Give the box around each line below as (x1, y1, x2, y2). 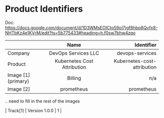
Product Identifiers (5, 3, 83, 15)
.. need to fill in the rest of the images (5, 98, 80, 104)
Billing (67, 75, 82, 81)
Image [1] (7, 72, 30, 79)
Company (7, 50, 30, 57)
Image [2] (7, 85, 30, 92)
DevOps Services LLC (49, 50, 99, 57)
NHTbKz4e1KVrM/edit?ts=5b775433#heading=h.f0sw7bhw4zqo (5, 30, 136, 36)
